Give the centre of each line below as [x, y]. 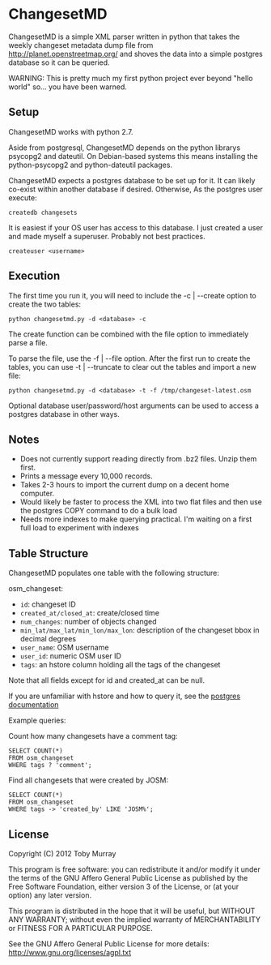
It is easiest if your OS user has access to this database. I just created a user [135, 227]
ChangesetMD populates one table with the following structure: [114, 573]
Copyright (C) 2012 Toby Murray [62, 853]
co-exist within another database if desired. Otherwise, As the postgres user [135, 189]
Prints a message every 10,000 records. [86, 476]
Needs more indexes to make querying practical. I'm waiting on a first [136, 519]
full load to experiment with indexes [79, 528]
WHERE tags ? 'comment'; [50, 766]
